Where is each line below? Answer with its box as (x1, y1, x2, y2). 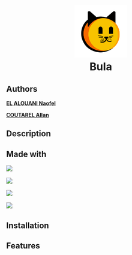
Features (6, 241, 40, 251)
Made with (6, 149, 47, 159)
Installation (6, 220, 49, 230)
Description (6, 128, 51, 139)
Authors (6, 83, 38, 94)
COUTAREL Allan (6, 112, 49, 118)
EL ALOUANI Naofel (6, 100, 56, 107)
